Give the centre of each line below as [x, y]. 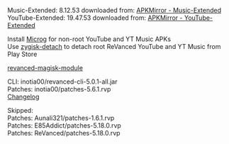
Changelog [23, 96]
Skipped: [20, 110]
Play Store [22, 54]
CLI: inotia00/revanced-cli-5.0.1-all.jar [62, 82]
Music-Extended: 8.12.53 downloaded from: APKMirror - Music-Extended [114, 10]
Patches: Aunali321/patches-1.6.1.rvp [61, 118]
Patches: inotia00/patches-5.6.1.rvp [59, 89]
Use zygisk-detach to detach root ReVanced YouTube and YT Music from [114, 46]
